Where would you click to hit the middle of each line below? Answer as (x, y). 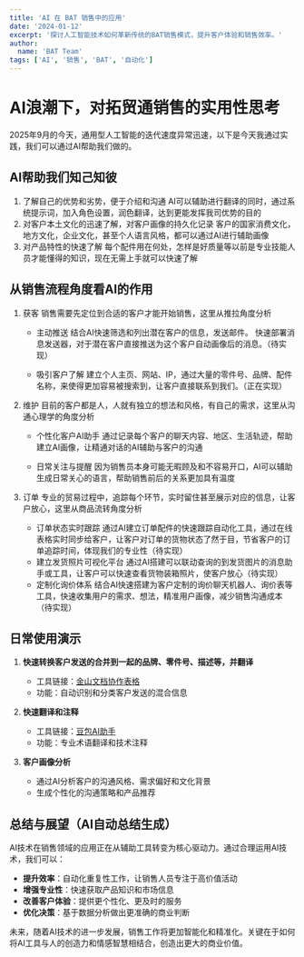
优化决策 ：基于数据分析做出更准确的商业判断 (106, 912)
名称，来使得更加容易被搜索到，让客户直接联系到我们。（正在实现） (162, 385)
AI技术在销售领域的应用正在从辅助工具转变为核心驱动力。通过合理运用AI (144, 848)
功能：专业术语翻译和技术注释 (92, 743)
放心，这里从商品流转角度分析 (86, 508)
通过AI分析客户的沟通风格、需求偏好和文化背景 (123, 782)
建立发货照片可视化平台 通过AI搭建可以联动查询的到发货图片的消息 (160, 562)
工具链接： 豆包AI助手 (76, 732)
